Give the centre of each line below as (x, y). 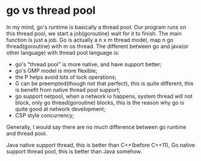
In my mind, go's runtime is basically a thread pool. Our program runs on (96, 27)
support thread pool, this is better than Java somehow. (74, 151)
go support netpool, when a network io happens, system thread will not (104, 96)
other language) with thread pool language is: (63, 52)
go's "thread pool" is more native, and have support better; (88, 64)
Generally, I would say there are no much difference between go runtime (96, 127)
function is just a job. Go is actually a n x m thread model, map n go (90, 40)
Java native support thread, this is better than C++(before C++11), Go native (101, 145)
